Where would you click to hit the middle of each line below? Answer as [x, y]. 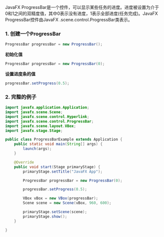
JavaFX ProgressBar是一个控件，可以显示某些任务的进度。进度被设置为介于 [82, 7]
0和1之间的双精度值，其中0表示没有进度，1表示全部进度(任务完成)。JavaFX [82, 13]
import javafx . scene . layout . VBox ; [41, 126]
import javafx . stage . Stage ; [34, 130]
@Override [24, 162]
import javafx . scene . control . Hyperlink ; [47, 117]
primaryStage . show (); [45, 216]
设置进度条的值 [20, 74]
